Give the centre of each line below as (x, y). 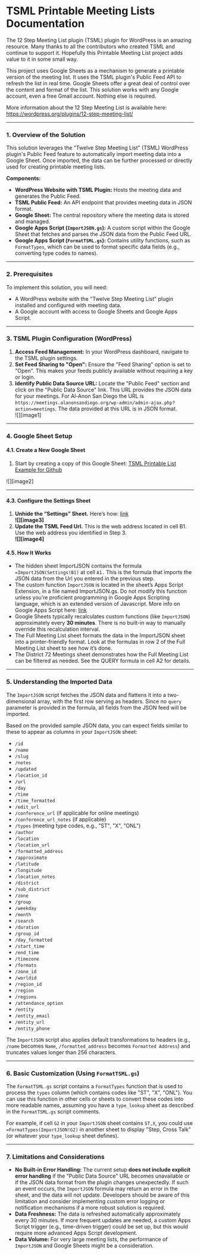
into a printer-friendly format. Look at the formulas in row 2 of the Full (100, 642)
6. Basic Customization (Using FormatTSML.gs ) (73, 1073)
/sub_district (32, 889)
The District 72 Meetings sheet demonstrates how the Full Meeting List (101, 655)
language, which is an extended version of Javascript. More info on (97, 604)
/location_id (31, 776)
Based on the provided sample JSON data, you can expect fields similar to (97, 725)
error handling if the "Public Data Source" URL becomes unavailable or (102, 1176)
